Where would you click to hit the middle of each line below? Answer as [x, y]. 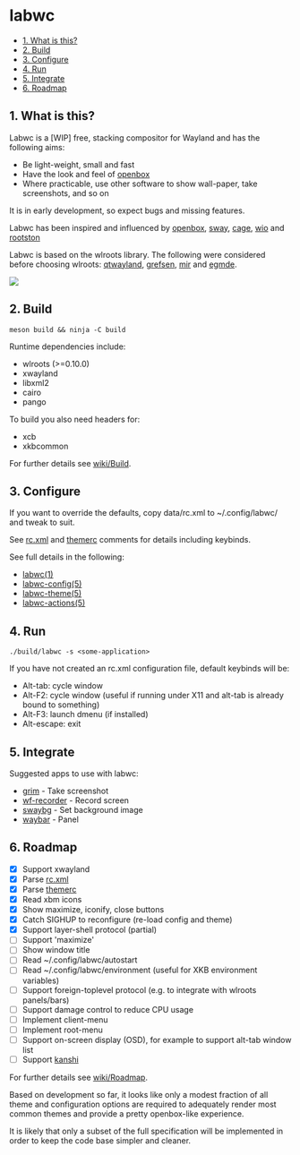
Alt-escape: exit [51, 724]
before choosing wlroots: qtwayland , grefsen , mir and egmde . [123, 264]
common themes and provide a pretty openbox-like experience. [127, 1113]
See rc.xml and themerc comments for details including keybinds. [130, 540]
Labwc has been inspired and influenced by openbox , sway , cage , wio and [147, 227]
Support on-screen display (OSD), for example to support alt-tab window [157, 1039]
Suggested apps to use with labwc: [74, 774]
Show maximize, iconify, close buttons [93, 910]
